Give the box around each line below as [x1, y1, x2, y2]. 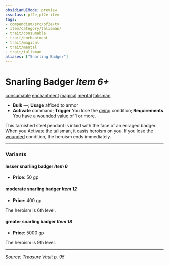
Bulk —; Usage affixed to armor [12, 102, 79, 108]
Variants [5, 151, 27, 158]
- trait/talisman [5, 49, 42, 54]
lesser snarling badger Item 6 [5, 163, 68, 169]
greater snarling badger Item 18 [5, 219, 72, 225]
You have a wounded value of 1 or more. [12, 113, 96, 119]
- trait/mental [5, 45, 37, 50]
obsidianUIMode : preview [5, 7, 57, 13]
